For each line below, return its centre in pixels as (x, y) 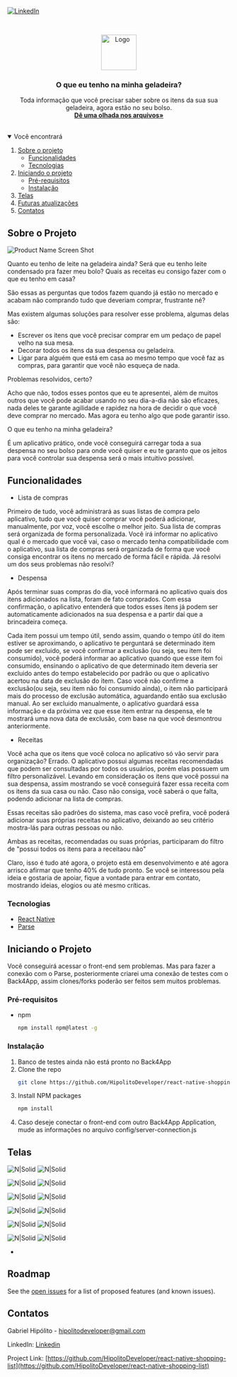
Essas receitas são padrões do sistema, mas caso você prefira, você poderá (118, 812)
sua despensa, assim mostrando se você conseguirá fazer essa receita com (118, 784)
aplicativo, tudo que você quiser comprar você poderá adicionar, (102, 519)
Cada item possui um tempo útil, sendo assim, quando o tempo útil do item (116, 635)
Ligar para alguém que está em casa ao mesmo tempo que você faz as (121, 358)
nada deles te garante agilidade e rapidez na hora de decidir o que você (112, 408)
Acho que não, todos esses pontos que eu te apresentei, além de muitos (113, 393)
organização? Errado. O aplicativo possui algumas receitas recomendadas (116, 761)
